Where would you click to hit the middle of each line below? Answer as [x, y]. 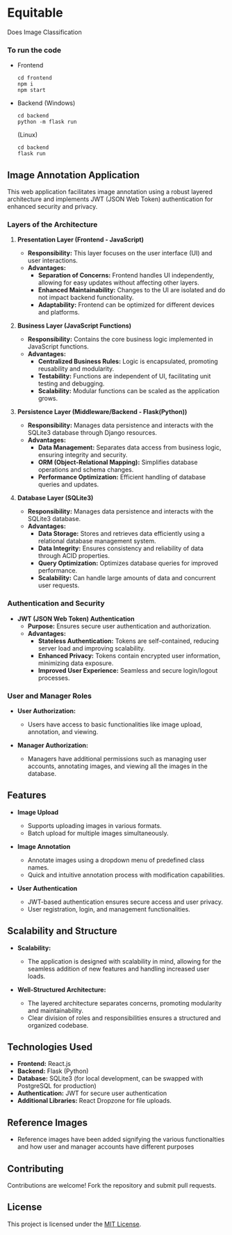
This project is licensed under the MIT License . [74, 1224]
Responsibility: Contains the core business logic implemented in [120, 340]
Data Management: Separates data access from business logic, [130, 447]
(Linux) [27, 135]
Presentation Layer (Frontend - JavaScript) [81, 240]
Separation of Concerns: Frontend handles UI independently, [126, 276]
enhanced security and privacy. [52, 207]
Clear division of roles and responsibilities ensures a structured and [124, 1018]
